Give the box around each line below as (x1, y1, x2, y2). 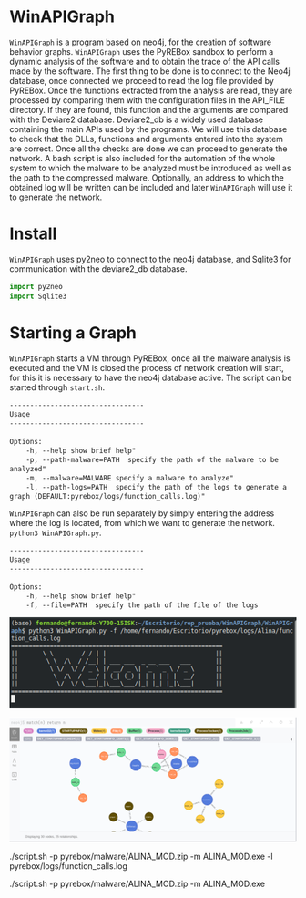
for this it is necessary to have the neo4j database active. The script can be (9, 372, 292, 383)
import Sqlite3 (9, 292, 67, 301)
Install (9, 223, 57, 244)
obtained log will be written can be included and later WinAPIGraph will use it (9, 181, 293, 192)
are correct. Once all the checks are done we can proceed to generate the (9, 143, 289, 154)
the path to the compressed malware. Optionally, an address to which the (9, 171, 284, 183)
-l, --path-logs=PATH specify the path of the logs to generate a (25, 482, 287, 491)
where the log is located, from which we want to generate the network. (9, 517, 276, 528)
